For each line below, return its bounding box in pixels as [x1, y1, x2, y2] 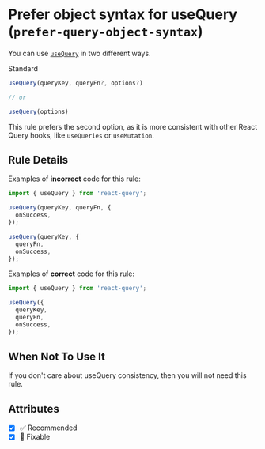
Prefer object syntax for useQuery [8, 6, 237, 24]
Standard [8, 63, 38, 73]
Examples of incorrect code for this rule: [8, 174, 141, 183]
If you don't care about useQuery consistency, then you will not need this [8, 371, 247, 380]
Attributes [8, 402, 59, 416]
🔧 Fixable [19, 432, 51, 442]
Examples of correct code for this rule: [8, 269, 134, 278]
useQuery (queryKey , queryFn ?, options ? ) [8, 79, 144, 87]
